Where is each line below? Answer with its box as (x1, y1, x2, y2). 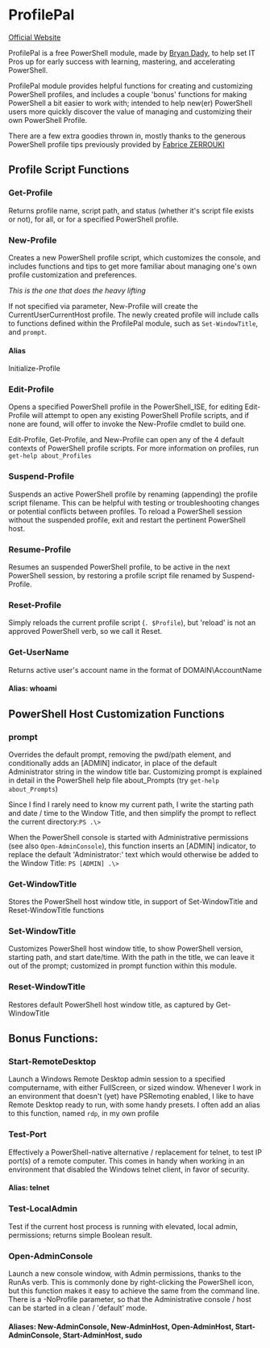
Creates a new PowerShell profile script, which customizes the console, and (8, 252, 261, 262)
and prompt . (8, 327, 47, 336)
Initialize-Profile (8, 364, 60, 374)
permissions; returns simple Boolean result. (8, 1230, 153, 1240)
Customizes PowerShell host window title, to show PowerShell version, (8, 944, 243, 953)
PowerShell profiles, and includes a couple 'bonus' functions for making (8, 89, 247, 99)
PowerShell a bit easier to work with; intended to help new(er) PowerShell (8, 98, 252, 108)
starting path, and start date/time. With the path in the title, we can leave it (8, 953, 255, 962)
